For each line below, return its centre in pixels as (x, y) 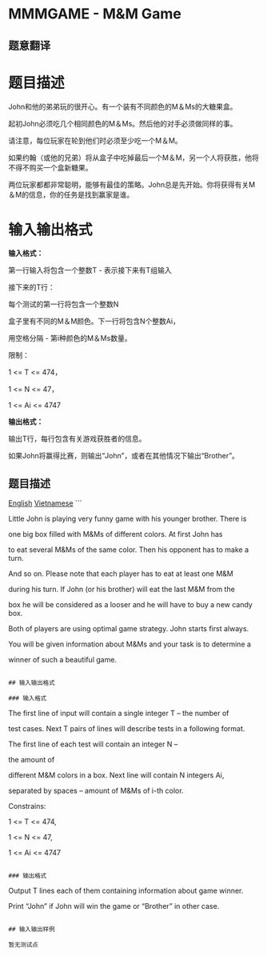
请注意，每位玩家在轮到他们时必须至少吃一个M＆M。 (95, 140)
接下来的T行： (32, 287)
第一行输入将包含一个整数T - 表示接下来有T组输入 (90, 270)
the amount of (32, 760)
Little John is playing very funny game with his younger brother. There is (128, 519)
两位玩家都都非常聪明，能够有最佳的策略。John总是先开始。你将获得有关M (132, 184)
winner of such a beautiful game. (63, 660)
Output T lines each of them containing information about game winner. (126, 891)
